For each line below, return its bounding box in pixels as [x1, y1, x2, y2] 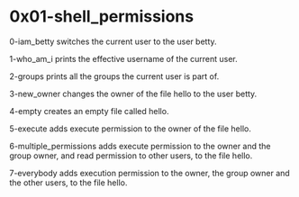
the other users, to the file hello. [9, 177, 128, 188]
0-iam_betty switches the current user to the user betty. [9, 36, 218, 47]
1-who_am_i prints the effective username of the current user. [9, 53, 239, 64]
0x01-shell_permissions [9, 6, 195, 27]
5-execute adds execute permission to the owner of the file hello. [9, 123, 252, 134]
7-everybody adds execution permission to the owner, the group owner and [9, 167, 290, 178]
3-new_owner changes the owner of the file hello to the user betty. [9, 88, 258, 99]
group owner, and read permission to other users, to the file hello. [9, 150, 253, 161]
